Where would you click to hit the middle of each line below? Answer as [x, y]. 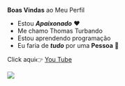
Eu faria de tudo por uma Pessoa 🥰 [68, 45]
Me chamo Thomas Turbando [60, 31]
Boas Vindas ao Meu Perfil [46, 10]
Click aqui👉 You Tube [39, 59]
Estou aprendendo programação [64, 38]
